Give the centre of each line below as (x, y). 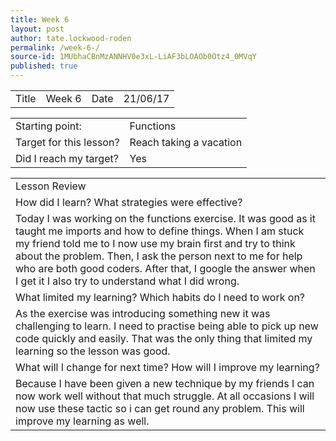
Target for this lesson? (67, 142)
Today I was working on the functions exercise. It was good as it (165, 218)
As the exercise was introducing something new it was (143, 313)
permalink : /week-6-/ (55, 47)
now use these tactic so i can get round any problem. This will (160, 408)
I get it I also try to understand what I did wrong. (127, 281)
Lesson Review (51, 186)
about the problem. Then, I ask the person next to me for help (159, 256)
